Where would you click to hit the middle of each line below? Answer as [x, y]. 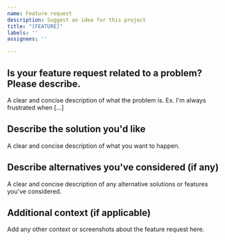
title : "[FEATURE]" [35, 26]
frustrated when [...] [35, 107]
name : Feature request [40, 13]
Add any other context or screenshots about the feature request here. [106, 229]
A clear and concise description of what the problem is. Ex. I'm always [107, 100]
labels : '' [23, 33]
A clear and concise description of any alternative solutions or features [108, 184]
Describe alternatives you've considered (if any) [113, 167]
